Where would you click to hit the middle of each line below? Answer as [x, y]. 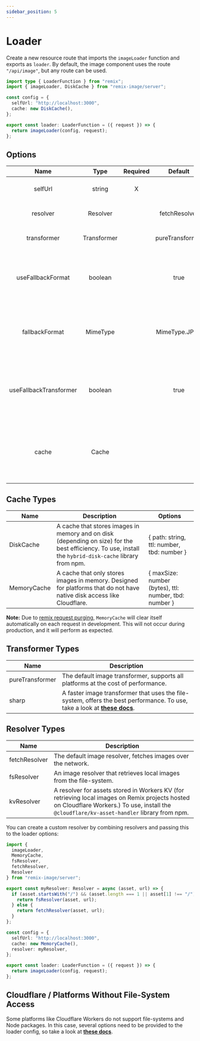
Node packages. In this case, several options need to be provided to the [94, 1025]
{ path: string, [167, 537]
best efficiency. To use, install [98, 549]
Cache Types [31, 499]
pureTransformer [33, 679]
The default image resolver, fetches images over [121, 756]
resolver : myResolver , [40, 949]
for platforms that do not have [98, 588]
